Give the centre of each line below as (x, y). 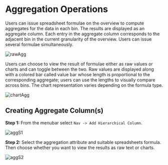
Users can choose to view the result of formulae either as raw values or (79, 64)
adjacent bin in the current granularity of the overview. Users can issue (78, 39)
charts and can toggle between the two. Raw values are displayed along (80, 69)
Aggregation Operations (57, 9)
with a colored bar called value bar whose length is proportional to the (78, 74)
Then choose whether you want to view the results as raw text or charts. (80, 147)
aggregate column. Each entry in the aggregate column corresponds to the (82, 34)
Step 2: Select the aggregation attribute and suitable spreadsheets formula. (83, 142)
